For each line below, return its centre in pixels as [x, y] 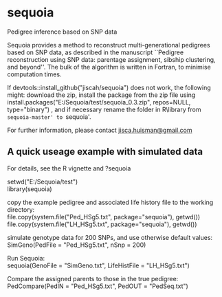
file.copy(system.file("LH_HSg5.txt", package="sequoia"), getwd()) [102, 224]
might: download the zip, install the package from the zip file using [101, 95]
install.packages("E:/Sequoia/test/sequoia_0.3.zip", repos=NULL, [99, 102]
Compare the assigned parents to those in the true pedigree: [93, 278]
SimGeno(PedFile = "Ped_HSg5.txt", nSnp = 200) [77, 245]
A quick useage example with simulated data [105, 152]
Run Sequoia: [26, 258]
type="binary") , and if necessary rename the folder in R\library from [104, 109]
